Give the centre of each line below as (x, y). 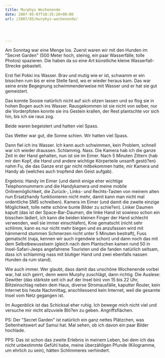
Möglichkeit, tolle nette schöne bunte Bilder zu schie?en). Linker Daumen (79, 207)
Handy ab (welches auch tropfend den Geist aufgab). (59, 171)
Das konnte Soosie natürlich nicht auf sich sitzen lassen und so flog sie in (80, 101)
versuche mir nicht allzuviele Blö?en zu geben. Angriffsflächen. (69, 310)
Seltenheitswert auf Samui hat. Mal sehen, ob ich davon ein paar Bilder (77, 325)
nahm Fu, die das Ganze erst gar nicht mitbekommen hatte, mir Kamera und (82, 166)
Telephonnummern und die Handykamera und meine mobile (66, 186)
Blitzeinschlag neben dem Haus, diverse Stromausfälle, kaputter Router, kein (82, 285)
